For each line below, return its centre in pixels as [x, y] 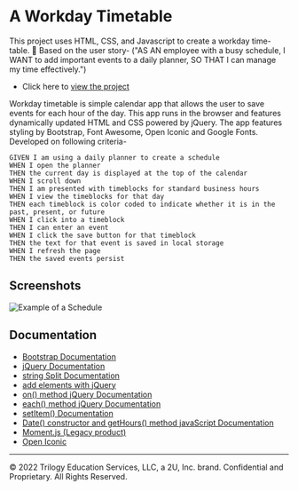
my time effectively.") [48, 69]
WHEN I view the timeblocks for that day [87, 196]
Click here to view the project [76, 86]
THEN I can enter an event [59, 227]
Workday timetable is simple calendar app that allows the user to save [137, 103]
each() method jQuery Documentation [91, 404]
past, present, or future [57, 212]
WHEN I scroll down [45, 181]
